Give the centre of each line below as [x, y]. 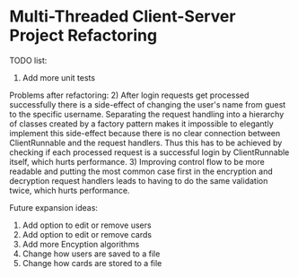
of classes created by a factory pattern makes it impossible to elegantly [141, 124]
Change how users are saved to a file [91, 254]
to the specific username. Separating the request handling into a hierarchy [147, 114]
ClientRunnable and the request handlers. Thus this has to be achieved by [146, 143]
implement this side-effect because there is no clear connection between [145, 133]
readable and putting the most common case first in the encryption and [141, 171]
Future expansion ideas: [54, 207]
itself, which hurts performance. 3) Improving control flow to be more [137, 161]
